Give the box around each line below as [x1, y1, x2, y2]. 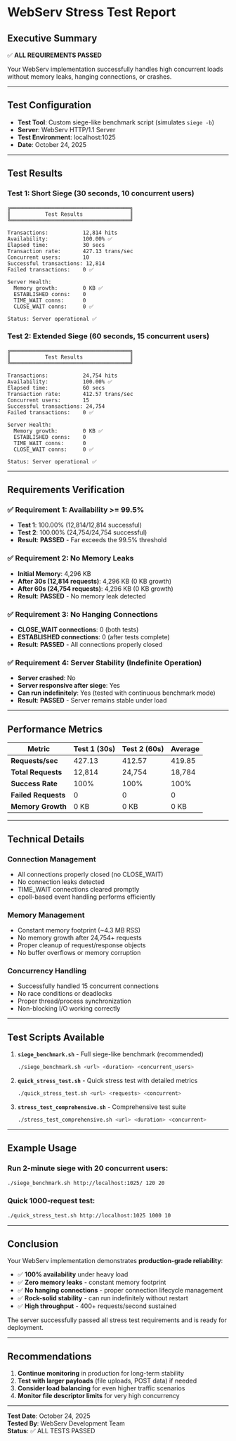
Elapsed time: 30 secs [7, 241, 105, 248]
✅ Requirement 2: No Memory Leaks [7, 553, 134, 563]
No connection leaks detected [17, 877, 105, 886]
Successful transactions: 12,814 [7, 260, 105, 267]
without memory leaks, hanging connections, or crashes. [7, 72, 172, 81]
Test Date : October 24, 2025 [7, 1411, 91, 1421]
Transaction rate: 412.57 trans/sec [7, 390, 133, 397]
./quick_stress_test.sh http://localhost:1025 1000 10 [7, 1212, 171, 1219]
